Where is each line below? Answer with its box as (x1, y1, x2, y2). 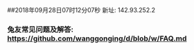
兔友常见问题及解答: (7, 25, 74, 34)
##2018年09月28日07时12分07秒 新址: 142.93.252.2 (7, 6, 156, 14)
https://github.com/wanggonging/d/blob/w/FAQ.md (7, 34, 187, 43)
